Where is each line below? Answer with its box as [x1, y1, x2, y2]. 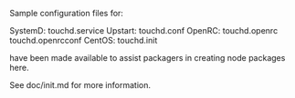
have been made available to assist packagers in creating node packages [9, 53, 286, 63]
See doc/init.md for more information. [9, 80, 151, 90]
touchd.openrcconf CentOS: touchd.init [9, 35, 158, 45]
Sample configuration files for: [9, 8, 123, 18]
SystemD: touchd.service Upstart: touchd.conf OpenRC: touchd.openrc [9, 25, 279, 35]
